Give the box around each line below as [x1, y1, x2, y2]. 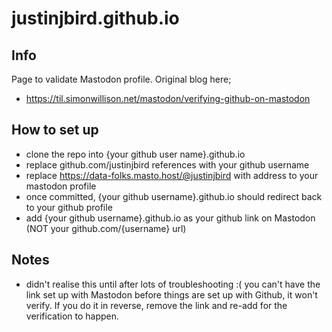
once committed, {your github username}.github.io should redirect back [25, 190, 323, 202]
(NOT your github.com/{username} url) [25, 222, 187, 234]
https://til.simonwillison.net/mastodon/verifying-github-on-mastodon [25, 93, 311, 104]
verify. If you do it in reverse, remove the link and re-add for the [25, 299, 288, 311]
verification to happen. [25, 310, 120, 322]
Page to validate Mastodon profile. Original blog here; [11, 73, 232, 85]
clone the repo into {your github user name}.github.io [25, 148, 246, 160]
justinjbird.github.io [11, 7, 180, 30]
